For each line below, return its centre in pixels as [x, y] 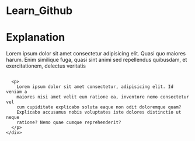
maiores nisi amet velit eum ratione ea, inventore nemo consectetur [103, 97]
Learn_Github [39, 11]
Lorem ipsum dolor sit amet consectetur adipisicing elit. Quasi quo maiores [96, 54]
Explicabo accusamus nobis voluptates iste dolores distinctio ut [99, 112]
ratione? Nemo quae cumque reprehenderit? [69, 123]
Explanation [36, 38]
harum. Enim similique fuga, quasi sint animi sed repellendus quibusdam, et [97, 60]
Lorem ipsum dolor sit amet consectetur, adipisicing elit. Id [95, 87]
